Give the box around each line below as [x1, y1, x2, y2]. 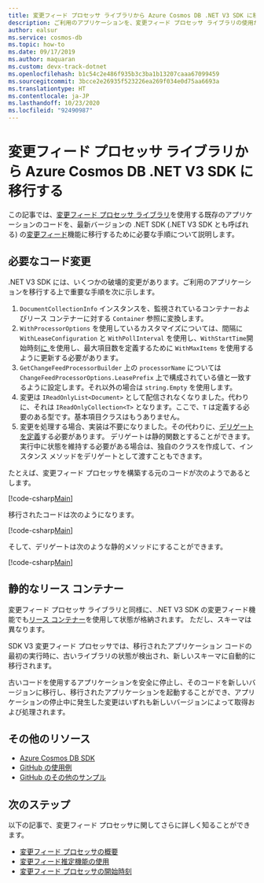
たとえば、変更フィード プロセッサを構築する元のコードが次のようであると [8, 467, 251, 477]
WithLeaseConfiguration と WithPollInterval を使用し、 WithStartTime [19, 333, 247, 342]
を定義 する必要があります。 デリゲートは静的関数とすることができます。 [19, 431, 255, 441]
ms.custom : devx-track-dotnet [8, 63, 108, 71]
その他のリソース [8, 732, 90, 745]
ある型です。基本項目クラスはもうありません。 [33, 412, 185, 421]
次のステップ [8, 798, 71, 811]
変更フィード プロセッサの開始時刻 [19, 866, 132, 876]
